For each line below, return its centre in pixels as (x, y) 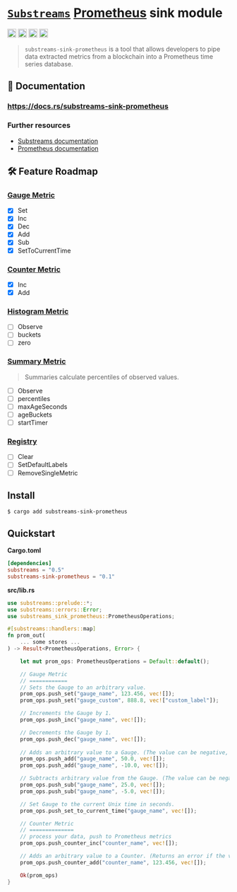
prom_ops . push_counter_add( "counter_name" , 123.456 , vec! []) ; (113, 862)
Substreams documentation (58, 141)
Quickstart (31, 533)
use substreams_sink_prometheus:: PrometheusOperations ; (91, 616)
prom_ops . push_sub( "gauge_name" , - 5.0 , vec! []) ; (93, 791)
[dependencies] (30, 564)
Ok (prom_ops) (39, 875)
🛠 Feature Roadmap (53, 171)
